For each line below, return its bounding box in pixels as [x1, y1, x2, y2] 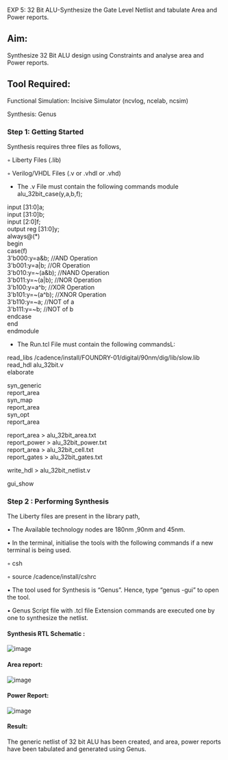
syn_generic [7, 381, 42, 390]
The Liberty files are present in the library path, [7, 512, 140, 521]
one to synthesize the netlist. [7, 614, 89, 622]
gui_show [7, 479, 34, 488]
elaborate [7, 368, 34, 376]
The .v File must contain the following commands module [16, 182, 179, 191]
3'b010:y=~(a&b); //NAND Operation [7, 268, 110, 276]
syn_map [7, 396, 33, 404]
